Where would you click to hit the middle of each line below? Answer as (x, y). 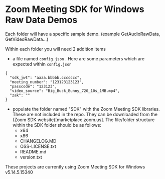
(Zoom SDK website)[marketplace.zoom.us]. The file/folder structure (84, 120)
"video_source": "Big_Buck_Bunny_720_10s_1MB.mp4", (65, 91)
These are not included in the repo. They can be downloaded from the (85, 114)
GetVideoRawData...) (27, 39)
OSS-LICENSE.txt (38, 146)
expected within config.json (42, 64)
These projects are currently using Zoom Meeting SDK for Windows (75, 166)
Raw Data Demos (41, 20)
